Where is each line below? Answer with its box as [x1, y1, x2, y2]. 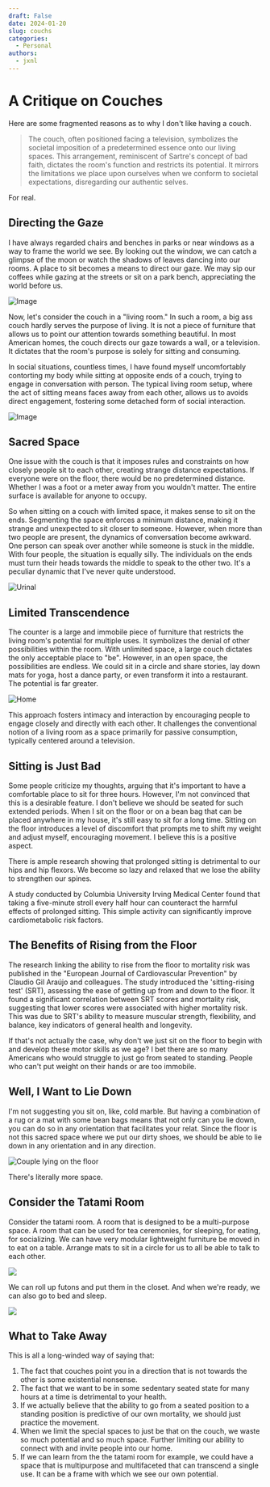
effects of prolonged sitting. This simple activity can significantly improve [8, 907, 252, 916]
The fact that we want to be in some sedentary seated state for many [19, 1384, 250, 1393]
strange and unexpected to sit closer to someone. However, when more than [8, 524, 263, 533]
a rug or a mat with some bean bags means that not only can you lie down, [8, 1114, 256, 1124]
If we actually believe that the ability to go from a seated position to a [19, 1401, 250, 1410]
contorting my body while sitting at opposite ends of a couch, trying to [8, 370, 242, 380]
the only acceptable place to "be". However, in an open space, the [8, 653, 228, 663]
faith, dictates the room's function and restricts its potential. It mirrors [27, 159, 260, 170]
